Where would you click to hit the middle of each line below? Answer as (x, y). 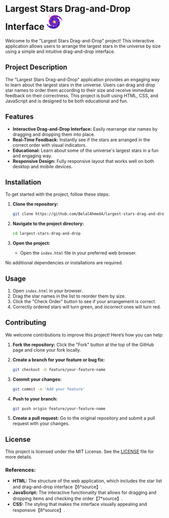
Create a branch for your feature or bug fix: (59, 360)
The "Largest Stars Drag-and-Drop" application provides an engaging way (82, 79)
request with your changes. (41, 424)
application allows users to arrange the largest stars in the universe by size (83, 46)
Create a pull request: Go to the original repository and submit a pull (84, 418)
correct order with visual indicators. (49, 145)
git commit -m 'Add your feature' (49, 389)
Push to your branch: (35, 398)
